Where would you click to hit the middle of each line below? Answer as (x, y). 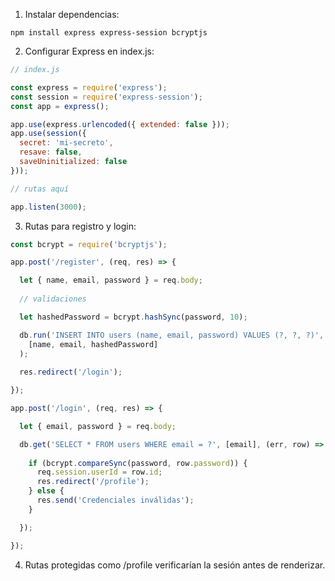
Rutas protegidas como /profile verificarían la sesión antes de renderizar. (175, 565)
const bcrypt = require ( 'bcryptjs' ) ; (89, 244)
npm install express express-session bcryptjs (109, 33)
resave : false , (51, 152)
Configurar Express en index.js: (89, 51)
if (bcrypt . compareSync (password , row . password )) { (138, 463)
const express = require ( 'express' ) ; (89, 87)
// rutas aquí (40, 189)
